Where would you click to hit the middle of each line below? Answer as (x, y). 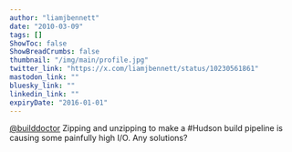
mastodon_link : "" (44, 77)
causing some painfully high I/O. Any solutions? (99, 138)
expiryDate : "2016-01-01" (58, 102)
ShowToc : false (38, 43)
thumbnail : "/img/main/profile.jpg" (79, 60)
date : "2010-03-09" (47, 26)
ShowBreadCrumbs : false (55, 52)
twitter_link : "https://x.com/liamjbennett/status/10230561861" (134, 69)
